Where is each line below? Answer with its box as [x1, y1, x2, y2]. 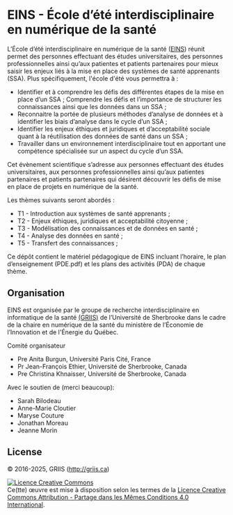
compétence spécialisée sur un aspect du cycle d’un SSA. [17, 147, 184, 155]
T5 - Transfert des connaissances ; [17, 238, 118, 247]
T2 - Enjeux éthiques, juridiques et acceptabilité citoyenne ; [17, 216, 188, 225]
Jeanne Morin [17, 426, 58, 434]
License [7, 446, 42, 458]
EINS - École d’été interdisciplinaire [7, 7, 214, 23]
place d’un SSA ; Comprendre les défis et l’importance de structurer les [17, 95, 222, 104]
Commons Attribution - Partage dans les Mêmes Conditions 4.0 [7, 493, 189, 501]
